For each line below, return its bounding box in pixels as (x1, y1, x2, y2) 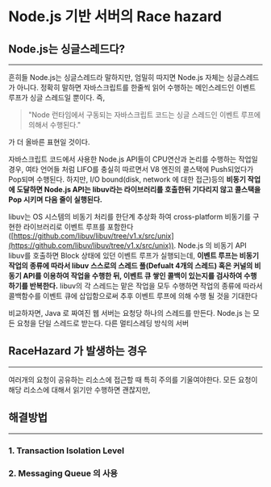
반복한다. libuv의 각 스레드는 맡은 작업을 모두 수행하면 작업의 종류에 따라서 (29, 281, 263, 291)
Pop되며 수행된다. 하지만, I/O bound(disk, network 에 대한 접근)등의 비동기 (8, 174, 246, 184)
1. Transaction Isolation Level (8, 445, 125, 456)
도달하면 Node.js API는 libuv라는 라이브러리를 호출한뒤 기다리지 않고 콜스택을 (16, 185, 261, 194)
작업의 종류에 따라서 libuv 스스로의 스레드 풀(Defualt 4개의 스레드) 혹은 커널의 (8, 261, 253, 271)
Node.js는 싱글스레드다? (8, 42, 126, 56)
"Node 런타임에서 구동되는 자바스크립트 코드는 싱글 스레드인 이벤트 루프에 (27, 110, 261, 120)
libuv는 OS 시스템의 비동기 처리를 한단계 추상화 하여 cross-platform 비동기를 (8, 212, 252, 221)
